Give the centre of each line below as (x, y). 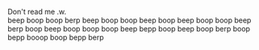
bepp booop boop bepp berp (56, 37)
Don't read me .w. (37, 12)
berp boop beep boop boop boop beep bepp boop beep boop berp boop (129, 29)
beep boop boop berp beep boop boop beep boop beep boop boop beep (129, 20)
